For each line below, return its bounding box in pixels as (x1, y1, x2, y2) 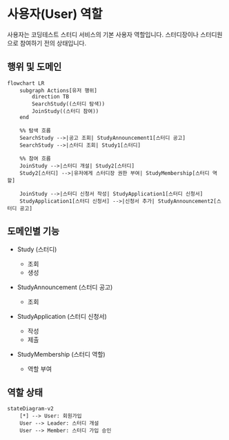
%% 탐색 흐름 (19, 127, 52, 134)
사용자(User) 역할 (7, 6, 103, 22)
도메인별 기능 (7, 225, 60, 238)
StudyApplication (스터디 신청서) (17, 312, 107, 320)
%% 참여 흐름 (19, 155, 52, 162)
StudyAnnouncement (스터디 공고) (17, 283, 113, 291)
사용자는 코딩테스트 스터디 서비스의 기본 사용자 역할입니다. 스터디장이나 (7, 30, 199, 39)
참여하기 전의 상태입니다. (19, 39, 87, 47)
